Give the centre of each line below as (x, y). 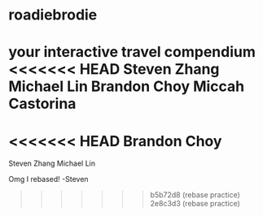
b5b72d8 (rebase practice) (195, 195)
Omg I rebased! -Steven (48, 179)
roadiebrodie (53, 15)
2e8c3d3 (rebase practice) (195, 204)
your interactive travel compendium (132, 52)
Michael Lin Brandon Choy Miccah (127, 86)
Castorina (42, 104)
